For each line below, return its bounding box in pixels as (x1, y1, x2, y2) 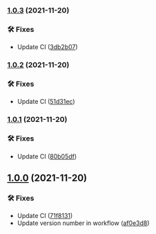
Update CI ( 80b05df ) (17, 152, 77, 161)
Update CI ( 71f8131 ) (17, 212, 73, 220)
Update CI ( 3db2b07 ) (17, 43, 78, 51)
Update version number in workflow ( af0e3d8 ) (17, 219, 150, 227)
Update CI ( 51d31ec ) (17, 98, 75, 106)
